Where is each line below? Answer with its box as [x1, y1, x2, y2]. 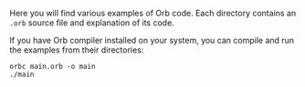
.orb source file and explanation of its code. [9, 17, 175, 28]
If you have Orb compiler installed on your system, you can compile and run [9, 35, 295, 45]
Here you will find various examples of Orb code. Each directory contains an [9, 8, 297, 18]
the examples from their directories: [9, 44, 144, 55]
